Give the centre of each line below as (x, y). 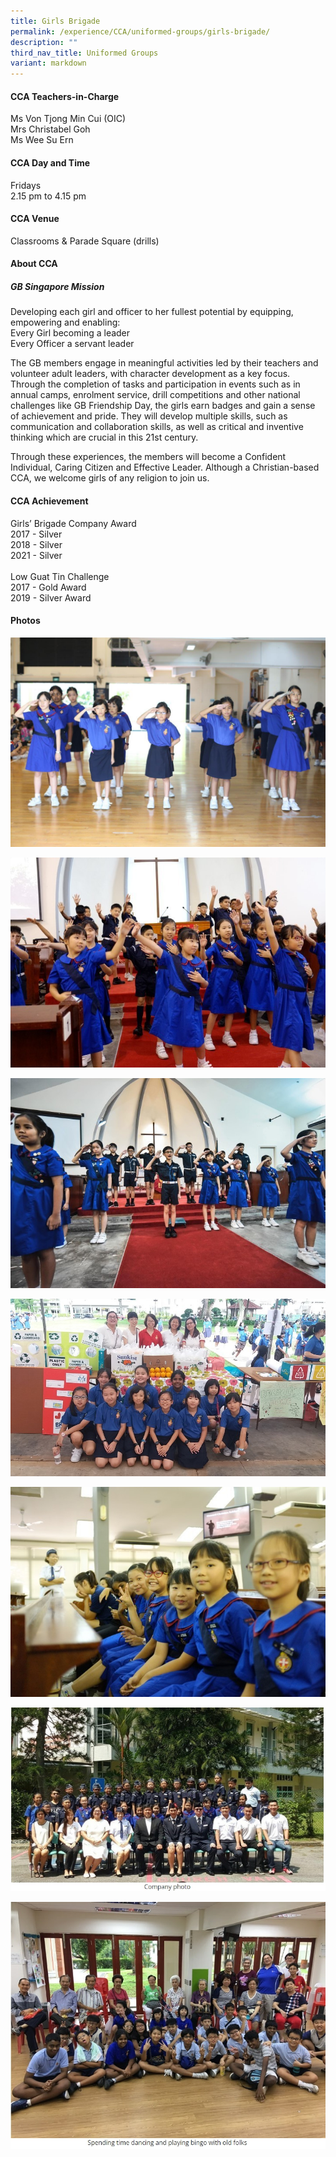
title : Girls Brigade (55, 21)
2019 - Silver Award (51, 597)
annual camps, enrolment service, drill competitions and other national (155, 395)
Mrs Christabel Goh (50, 129)
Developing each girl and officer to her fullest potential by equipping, (152, 312)
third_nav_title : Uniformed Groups (84, 53)
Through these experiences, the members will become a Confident (148, 457)
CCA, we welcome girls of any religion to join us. (110, 478)
